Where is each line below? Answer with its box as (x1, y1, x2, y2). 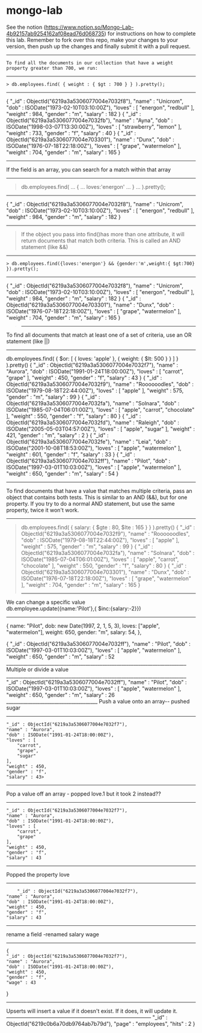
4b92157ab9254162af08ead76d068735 (6, 29, 105, 37)
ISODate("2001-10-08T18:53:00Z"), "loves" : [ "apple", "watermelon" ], (6, 444, 182, 452)
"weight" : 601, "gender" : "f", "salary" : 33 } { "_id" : (6, 450, 135, 458)
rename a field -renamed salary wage (6, 930, 99, 938)
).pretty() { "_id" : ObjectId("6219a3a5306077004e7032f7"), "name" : (6, 361, 179, 369)
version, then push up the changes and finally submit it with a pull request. (6, 43, 191, 50)
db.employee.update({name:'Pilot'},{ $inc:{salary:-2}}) (6, 605, 141, 612)
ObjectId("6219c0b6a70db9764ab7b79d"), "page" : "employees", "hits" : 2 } (6, 1020, 195, 1027)
